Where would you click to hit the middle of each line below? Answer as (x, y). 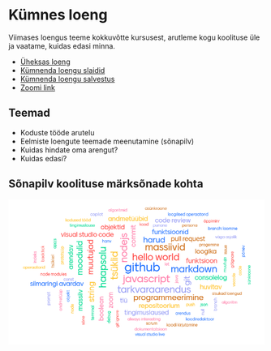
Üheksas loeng (45, 62)
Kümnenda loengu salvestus (67, 79)
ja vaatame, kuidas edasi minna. (62, 45)
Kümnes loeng (58, 15)
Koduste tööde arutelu (57, 132)
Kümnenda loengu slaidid (62, 70)
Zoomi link (37, 88)
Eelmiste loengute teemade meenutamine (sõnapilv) (107, 141)
